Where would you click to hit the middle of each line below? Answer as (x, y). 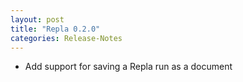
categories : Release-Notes (66, 38)
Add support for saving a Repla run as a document (128, 67)
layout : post (37, 19)
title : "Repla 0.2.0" (55, 29)
